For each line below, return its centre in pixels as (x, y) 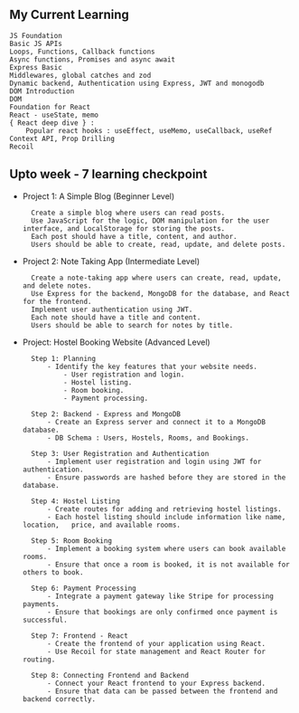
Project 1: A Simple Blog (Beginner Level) (98, 196)
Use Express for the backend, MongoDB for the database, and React (161, 293)
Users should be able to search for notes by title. (132, 325)
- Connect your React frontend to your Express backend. (156, 683)
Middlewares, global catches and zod (80, 75)
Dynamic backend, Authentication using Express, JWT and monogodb (137, 83)
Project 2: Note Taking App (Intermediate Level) (111, 261)
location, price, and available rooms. (101, 525)
